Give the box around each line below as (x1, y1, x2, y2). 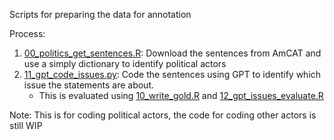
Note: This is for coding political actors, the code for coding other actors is (9, 109, 317, 121)
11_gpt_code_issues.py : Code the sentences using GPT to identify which (23, 69, 322, 80)
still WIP (9, 120, 43, 131)
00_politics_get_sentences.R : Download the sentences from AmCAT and (23, 47, 322, 59)
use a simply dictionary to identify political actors (23, 58, 227, 69)
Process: (9, 28, 46, 39)
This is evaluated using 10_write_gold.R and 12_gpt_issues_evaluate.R (38, 90, 324, 101)
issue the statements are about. (23, 79, 154, 91)
